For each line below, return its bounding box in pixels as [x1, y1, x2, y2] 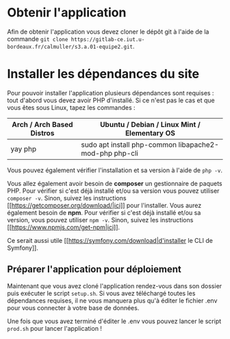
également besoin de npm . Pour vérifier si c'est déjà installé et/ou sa [7, 208, 201, 217]
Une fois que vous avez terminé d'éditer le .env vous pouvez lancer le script [7, 317, 222, 325]
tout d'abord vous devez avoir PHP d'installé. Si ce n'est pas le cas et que [7, 96, 215, 104]
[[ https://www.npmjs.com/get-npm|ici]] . [7, 223, 120, 231]
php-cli [114, 148, 139, 158]
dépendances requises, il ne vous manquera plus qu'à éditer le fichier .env [7, 296, 218, 305]
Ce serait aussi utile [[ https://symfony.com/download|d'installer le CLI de [7, 236, 214, 244]
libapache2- [178, 139, 219, 149]
